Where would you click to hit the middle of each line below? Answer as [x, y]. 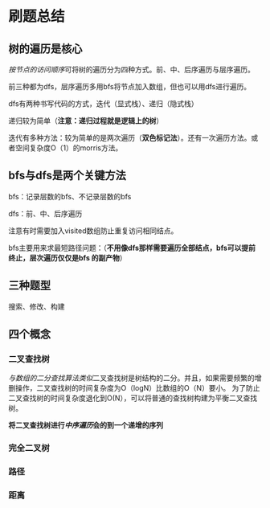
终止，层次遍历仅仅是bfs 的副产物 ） [67, 257]
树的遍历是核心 [45, 49]
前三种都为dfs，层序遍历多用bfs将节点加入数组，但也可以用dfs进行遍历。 [130, 86]
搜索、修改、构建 [37, 306]
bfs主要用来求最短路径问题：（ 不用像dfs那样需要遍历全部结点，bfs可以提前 [132, 248]
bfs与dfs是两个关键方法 [67, 176]
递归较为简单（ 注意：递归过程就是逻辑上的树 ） [86, 121]
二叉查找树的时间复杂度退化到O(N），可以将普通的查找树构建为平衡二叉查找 [133, 398]
